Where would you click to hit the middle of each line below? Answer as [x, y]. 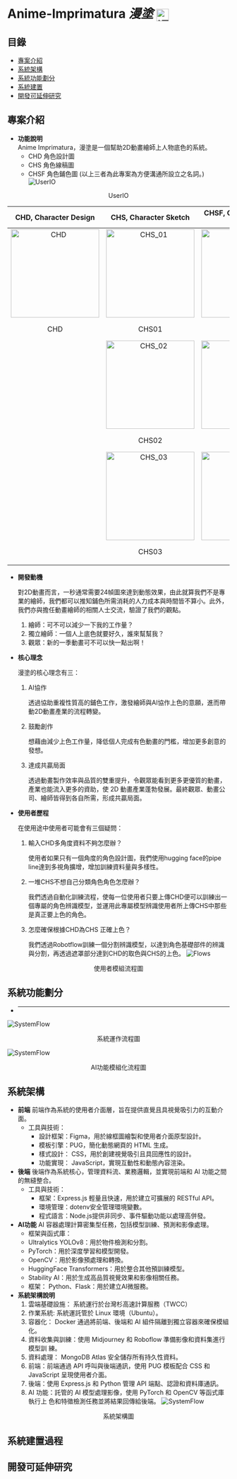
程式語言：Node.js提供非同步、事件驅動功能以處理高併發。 [124, 1216]
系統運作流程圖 [119, 1038]
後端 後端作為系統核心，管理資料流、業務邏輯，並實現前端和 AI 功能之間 [122, 1172]
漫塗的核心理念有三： [48, 672]
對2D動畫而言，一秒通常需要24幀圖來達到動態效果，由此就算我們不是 [118, 592]
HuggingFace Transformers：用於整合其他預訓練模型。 [108, 1269]
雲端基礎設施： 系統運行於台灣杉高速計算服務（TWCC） [110, 1304]
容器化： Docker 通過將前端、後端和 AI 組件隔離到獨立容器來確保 [122, 1322]
